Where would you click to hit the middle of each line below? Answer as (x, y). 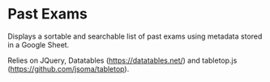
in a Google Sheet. (39, 44)
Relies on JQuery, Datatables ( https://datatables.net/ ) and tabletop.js (122, 60)
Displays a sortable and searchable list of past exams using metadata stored (135, 36)
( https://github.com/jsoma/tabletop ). (69, 68)
